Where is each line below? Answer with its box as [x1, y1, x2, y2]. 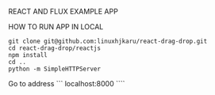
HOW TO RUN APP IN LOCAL [8, 22, 104, 31]
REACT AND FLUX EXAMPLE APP [8, 7, 119, 16]
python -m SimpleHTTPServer [8, 65, 102, 73]
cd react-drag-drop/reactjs [8, 44, 102, 52]
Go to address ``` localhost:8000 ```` [8, 79, 125, 88]
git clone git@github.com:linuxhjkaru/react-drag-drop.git [8, 37, 208, 45]
